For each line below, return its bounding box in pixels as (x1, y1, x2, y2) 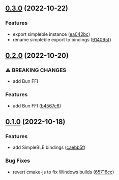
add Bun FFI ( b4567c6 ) (12, 102, 62, 109)
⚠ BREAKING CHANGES (5, 66, 67, 74)
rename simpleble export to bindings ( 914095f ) (12, 36, 111, 42)
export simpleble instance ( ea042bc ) (12, 31, 91, 37)
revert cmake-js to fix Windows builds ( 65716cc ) (12, 169, 114, 175)
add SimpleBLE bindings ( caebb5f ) (12, 144, 86, 150)
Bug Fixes (5, 157, 31, 164)
